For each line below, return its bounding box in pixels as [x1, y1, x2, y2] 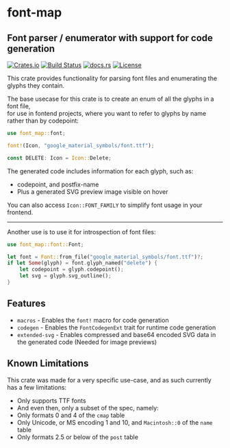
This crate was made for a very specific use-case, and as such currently [7, 375, 212, 384]
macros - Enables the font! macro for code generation [16, 316, 169, 324]
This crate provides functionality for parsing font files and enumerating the [7, 74, 218, 82]
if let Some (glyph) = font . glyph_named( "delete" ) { [7, 260, 157, 266]
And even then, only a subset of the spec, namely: [16, 403, 159, 412]
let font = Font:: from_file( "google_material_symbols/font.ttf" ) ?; [7, 253, 204, 260]
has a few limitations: [7, 383, 67, 391]
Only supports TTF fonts [16, 396, 87, 405]
